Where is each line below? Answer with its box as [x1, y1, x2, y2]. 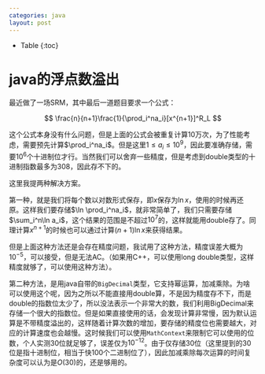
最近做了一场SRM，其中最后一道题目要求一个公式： [9, 98, 176, 107]
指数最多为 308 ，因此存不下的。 [22, 161, 126, 171]
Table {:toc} [20, 40, 59, 50]
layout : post [9, 19, 52, 27]
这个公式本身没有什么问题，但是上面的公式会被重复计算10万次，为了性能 [9, 130, 244, 139]
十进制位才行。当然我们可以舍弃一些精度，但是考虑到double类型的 [33, 151, 249, 161]
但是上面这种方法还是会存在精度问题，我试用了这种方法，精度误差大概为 [9, 242, 243, 251]
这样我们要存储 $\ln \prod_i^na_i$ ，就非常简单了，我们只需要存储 [22, 205, 233, 214]
